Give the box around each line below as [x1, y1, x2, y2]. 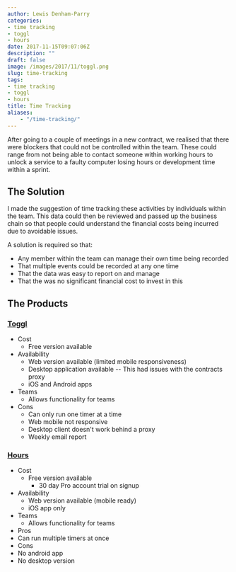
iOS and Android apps [28, 380, 93, 389]
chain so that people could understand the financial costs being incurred [7, 219, 219, 228]
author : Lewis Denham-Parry [7, 10, 90, 18]
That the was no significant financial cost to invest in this [17, 277, 184, 285]
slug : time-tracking [7, 69, 69, 76]
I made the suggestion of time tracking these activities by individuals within [7, 205, 226, 213]
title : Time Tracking [7, 103, 71, 110]
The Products [7, 297, 69, 309]
